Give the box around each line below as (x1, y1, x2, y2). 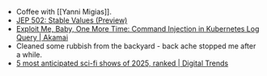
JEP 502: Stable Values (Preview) (15, 15, 128, 25)
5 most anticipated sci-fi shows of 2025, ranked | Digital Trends (15, 58, 229, 68)
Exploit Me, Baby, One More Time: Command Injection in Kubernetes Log (15, 24, 260, 33)
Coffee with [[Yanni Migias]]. (15, 7, 112, 16)
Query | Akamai (15, 32, 69, 42)
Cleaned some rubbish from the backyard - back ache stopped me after (15, 41, 256, 51)
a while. (15, 50, 43, 59)
